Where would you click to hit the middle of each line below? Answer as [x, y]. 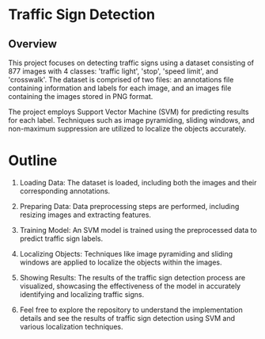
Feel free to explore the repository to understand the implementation [131, 310]
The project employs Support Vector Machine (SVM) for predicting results [129, 112]
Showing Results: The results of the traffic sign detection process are [132, 277]
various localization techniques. [71, 326]
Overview [33, 44]
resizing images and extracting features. [85, 215]
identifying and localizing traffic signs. [82, 294]
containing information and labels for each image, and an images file [120, 88]
